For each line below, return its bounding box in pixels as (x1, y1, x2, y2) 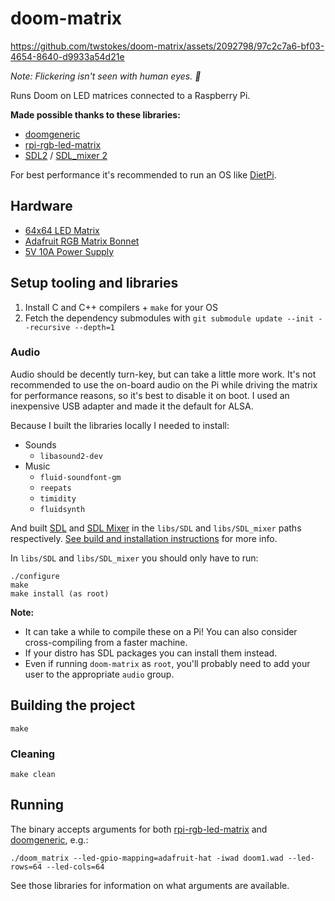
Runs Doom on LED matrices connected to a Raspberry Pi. (10, 89, 251, 101)
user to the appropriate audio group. (24, 668, 175, 680)
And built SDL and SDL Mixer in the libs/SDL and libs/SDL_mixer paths (10, 522, 302, 534)
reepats (39, 483, 72, 493)
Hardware (10, 198, 73, 215)
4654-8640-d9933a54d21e (10, 50, 125, 62)
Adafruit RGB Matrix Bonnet (24, 235, 140, 247)
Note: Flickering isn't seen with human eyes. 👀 (10, 70, 202, 82)
